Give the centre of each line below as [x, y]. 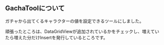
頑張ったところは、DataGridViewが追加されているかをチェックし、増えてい [82, 31]
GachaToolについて [35, 8]
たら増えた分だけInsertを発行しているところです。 [56, 37]
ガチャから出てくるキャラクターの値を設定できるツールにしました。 [75, 21]
